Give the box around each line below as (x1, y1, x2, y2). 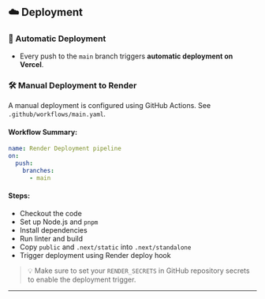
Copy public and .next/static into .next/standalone (19, 242, 192, 252)
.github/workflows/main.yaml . (8, 109, 106, 118)
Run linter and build (19, 234, 84, 243)
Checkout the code (19, 208, 83, 218)
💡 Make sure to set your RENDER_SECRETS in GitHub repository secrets (27, 266, 250, 275)
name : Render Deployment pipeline (8, 144, 122, 153)
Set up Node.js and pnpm (19, 217, 99, 226)
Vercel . (19, 59, 44, 69)
